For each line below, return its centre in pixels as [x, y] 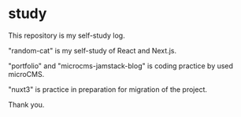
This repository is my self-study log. [67, 35]
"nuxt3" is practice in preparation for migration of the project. [108, 89]
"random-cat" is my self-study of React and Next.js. [93, 50]
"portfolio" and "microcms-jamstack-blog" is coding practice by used [121, 66]
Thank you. [26, 104]
